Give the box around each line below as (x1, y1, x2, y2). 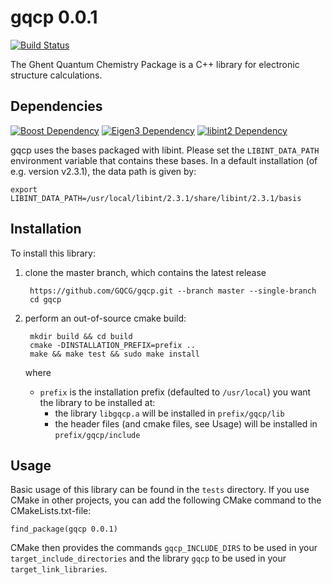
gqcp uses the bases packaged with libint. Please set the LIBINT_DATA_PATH (10, 144, 320, 156)
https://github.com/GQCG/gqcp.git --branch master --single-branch (29, 286, 317, 296)
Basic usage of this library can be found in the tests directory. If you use (10, 484, 310, 496)
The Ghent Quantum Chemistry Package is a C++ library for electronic (10, 58, 300, 70)
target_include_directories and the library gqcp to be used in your (10, 552, 287, 565)
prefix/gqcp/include (54, 430, 141, 440)
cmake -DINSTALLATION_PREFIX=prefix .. (29, 340, 196, 350)
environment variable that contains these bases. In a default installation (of (10, 154, 318, 166)
